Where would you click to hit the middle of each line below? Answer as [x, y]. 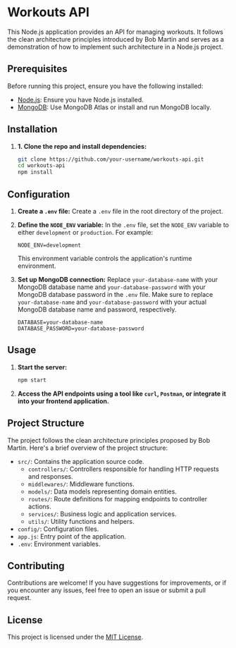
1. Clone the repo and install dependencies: [82, 146]
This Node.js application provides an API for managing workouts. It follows [115, 32]
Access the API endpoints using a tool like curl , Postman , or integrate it [122, 393]
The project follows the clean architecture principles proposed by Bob [108, 440]
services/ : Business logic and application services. [102, 514]
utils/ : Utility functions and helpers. [81, 521]
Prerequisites [37, 69]
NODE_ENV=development [49, 245]
